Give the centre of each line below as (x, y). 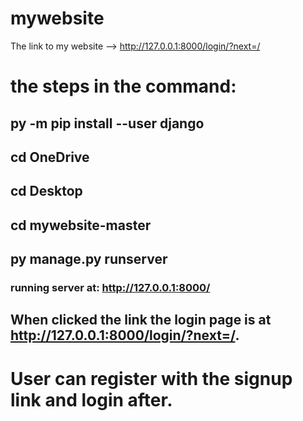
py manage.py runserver (89, 259)
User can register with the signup (151, 378)
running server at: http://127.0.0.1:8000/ (110, 287)
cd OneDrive (50, 157)
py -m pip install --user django (107, 123)
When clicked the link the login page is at (141, 320)
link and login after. (91, 399)
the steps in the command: (123, 86)
